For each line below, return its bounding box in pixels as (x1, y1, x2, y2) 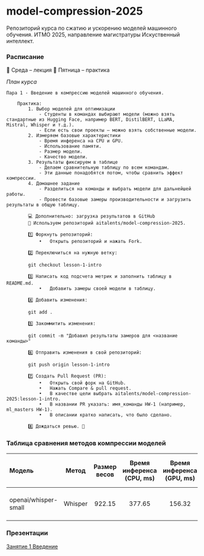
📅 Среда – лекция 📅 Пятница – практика (6, 66, 110, 74)
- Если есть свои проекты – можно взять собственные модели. (38, 127, 197, 133)
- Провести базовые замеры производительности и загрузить (38, 197, 191, 203)
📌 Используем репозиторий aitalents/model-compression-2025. (28, 220, 186, 227)
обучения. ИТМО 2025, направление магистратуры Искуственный (6, 30, 180, 38)
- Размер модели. (38, 149, 83, 155)
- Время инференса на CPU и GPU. (38, 138, 123, 144)
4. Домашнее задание (28, 181, 80, 187)
